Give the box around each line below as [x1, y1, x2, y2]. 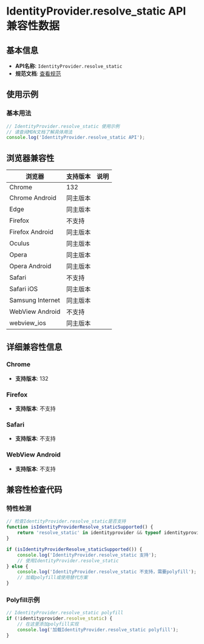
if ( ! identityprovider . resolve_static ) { [6, 615, 113, 622]
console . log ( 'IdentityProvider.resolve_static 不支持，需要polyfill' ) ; [17, 569, 197, 575]
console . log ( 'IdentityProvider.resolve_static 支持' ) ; [17, 552, 157, 558]
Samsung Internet [9, 296, 61, 305]
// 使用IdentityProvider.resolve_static [17, 557, 119, 564]
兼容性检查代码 [6, 484, 63, 495]
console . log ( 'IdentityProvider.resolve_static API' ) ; [6, 135, 146, 141]
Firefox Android [9, 228, 53, 236]
